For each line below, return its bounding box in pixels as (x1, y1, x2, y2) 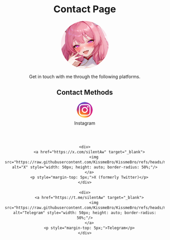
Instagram (74, 120, 95, 126)
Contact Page (53, 3, 116, 15)
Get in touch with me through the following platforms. (29, 73, 141, 80)
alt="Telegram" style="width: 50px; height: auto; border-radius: (13, 210, 157, 215)
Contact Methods (56, 88, 113, 97)
